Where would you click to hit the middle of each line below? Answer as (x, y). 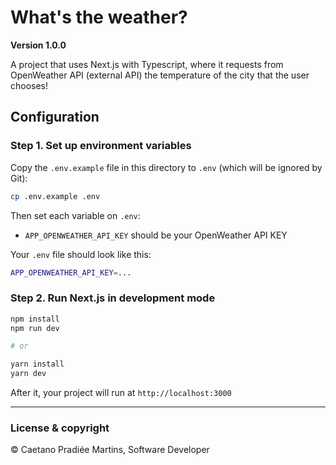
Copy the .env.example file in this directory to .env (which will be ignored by (166, 167)
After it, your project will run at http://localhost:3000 (121, 393)
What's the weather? (99, 17)
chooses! (29, 85)
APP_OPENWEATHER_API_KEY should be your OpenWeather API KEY (156, 235)
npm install (35, 319)
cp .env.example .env (55, 196)
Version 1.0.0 (38, 45)
